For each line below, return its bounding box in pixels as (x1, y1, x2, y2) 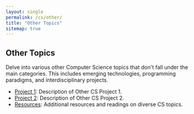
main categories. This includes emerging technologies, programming (5, 70, 176, 77)
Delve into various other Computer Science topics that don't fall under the (5, 64, 189, 71)
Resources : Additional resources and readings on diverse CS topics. (14, 101, 183, 108)
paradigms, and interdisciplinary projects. (5, 76, 109, 84)
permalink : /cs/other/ (5, 14, 62, 20)
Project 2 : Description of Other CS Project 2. (14, 94, 124, 102)
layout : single (5, 8, 44, 15)
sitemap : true (5, 25, 41, 32)
